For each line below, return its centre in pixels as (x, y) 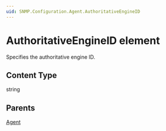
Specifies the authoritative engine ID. (51, 57)
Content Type (32, 75)
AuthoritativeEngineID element (83, 40)
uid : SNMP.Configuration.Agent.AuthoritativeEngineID (73, 11)
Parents (21, 108)
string (13, 89)
